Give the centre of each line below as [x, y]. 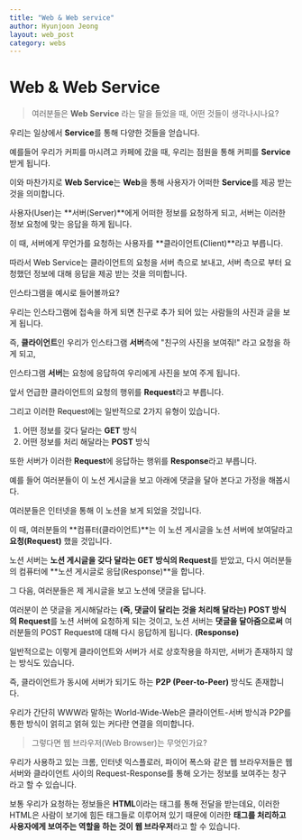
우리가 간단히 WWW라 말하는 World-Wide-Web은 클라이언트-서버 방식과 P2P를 [150, 713]
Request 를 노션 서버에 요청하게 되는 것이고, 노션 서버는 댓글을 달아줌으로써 [151, 621]
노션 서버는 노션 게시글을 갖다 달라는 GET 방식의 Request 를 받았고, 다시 [135, 560]
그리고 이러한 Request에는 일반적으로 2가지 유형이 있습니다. [115, 411]
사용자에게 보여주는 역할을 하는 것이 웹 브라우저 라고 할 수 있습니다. [125, 826]
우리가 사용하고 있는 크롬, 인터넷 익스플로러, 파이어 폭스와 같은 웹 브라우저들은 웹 [151, 762]
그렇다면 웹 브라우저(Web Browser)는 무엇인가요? [119, 743]
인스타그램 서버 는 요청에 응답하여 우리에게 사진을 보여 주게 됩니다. [125, 373]
